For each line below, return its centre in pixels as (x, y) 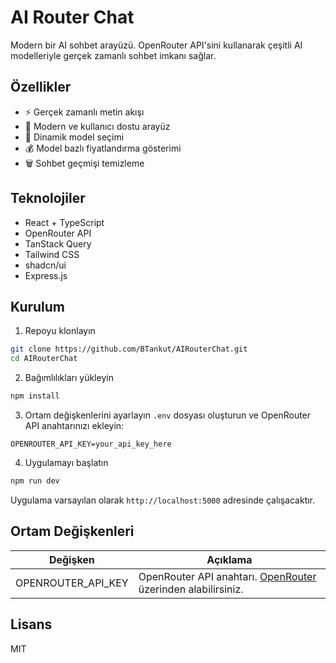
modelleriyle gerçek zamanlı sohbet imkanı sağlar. (113, 55)
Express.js (46, 275)
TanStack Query (58, 243)
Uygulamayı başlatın (66, 462)
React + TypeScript (64, 222)
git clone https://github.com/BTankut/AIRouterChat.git (129, 349)
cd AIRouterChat (44, 359)
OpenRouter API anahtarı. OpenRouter (227, 576)
